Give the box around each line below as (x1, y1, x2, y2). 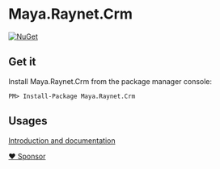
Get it (8, 55, 36, 69)
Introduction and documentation (8, 135, 116, 146)
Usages (8, 114, 48, 128)
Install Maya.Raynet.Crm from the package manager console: (8, 76, 213, 86)
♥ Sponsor (8, 151, 46, 161)
